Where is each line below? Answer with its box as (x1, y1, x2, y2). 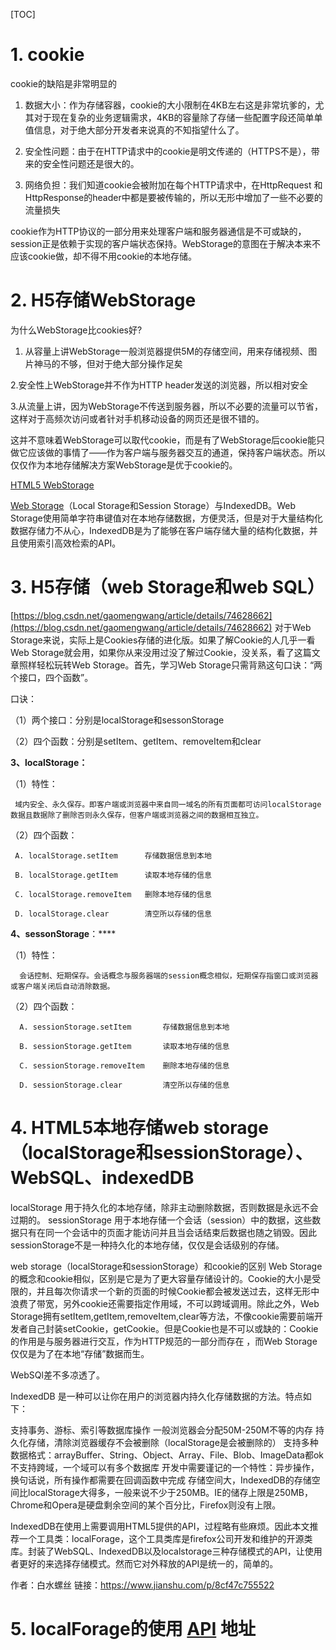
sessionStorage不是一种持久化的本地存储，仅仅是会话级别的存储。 (10, 1239, 285, 1251)
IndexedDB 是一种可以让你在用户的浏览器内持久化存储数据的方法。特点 (10, 1390, 303, 1402)
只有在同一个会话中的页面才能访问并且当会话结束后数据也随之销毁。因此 (18, 1226, 317, 1238)
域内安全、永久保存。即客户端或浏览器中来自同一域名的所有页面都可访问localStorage (14, 799, 322, 809)
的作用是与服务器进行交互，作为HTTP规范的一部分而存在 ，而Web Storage (10, 1335, 318, 1347)
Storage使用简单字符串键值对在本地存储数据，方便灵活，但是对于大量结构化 (10, 512, 323, 524)
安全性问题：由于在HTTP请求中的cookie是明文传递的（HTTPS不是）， (24, 145, 312, 157)
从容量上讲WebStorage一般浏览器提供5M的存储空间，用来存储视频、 (24, 345, 309, 357)
